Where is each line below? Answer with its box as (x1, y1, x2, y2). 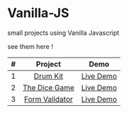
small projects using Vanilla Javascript (7, 28, 119, 37)
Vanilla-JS (7, 5, 70, 21)
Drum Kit (33, 71, 64, 81)
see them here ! (7, 42, 53, 50)
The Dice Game (22, 82, 75, 92)
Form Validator (23, 94, 73, 104)
